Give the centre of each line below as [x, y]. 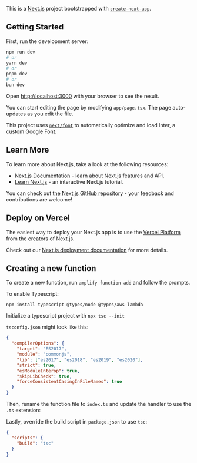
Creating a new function [51, 268]
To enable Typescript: [32, 294]
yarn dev [17, 63]
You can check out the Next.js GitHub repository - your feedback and [90, 193]
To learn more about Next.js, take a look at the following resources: [87, 164]
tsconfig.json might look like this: [47, 327]
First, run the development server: [47, 41]
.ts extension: [24, 410]
